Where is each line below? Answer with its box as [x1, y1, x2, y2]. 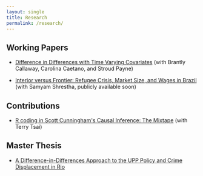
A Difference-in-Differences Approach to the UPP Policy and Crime [15, 157, 183, 164]
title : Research [6, 15, 47, 21]
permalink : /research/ [6, 20, 64, 26]
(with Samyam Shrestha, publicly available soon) [15, 83, 136, 91]
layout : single [6, 8, 45, 15]
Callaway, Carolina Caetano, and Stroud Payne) [15, 65, 133, 73]
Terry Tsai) [15, 123, 42, 130]
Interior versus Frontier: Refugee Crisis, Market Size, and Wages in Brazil [15, 77, 197, 84]
